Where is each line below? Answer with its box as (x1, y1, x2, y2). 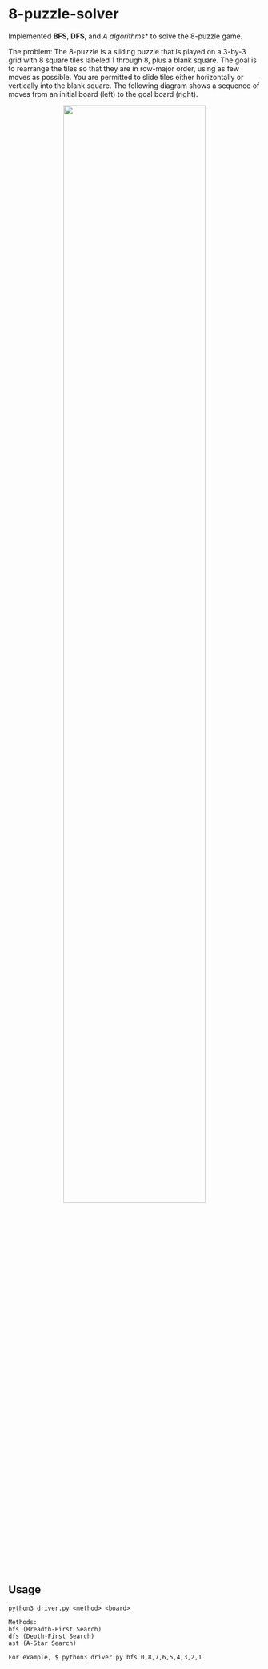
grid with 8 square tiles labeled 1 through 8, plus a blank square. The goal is (8, 55, 258, 65)
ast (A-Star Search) (8, 1639, 78, 1647)
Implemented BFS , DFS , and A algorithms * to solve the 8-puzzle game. (8, 31, 243, 41)
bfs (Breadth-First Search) (8, 1625, 102, 1633)
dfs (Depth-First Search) (8, 1632, 94, 1640)
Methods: (8, 1618, 38, 1626)
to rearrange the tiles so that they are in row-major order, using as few (8, 63, 240, 73)
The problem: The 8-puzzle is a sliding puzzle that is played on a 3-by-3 (8, 46, 246, 56)
